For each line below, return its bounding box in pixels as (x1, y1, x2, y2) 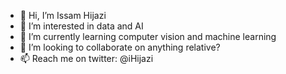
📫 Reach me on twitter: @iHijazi (19, 53, 154, 64)
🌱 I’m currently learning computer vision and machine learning (19, 31, 277, 42)
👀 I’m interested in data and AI (19, 20, 144, 32)
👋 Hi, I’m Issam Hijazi (19, 10, 107, 21)
